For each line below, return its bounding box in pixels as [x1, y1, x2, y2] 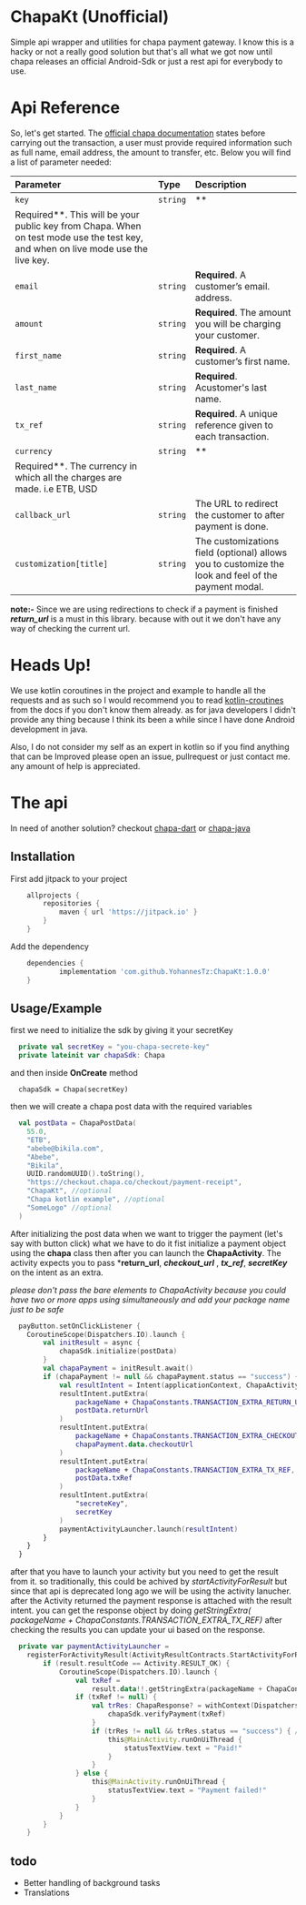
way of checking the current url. [10, 623, 131, 633]
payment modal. [194, 580, 264, 593]
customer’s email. [194, 279, 271, 292]
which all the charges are [15, 471, 122, 483]
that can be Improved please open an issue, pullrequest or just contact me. [10, 751, 291, 762]
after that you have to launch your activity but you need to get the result [10, 1566, 280, 1577]
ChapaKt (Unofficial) [10, 6, 170, 27]
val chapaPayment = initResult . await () [43, 1363, 194, 1373]
